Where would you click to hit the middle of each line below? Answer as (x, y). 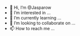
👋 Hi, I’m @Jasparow (30, 8)
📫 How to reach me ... (32, 28)
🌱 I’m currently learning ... (35, 18)
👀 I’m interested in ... (30, 13)
